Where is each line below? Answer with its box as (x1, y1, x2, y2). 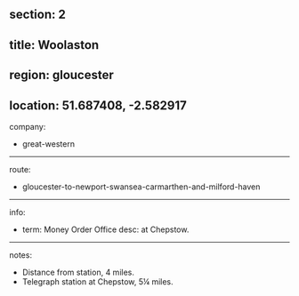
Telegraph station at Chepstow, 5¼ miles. (21, 276, 174, 287)
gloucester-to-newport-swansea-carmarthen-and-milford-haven (21, 181, 261, 192)
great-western (21, 138, 76, 149)
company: (9, 121, 46, 132)
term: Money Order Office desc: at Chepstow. (21, 224, 190, 235)
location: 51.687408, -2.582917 (9, 98, 187, 113)
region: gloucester (9, 68, 114, 83)
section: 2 (9, 7, 67, 22)
